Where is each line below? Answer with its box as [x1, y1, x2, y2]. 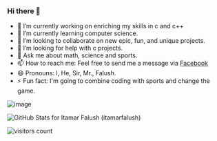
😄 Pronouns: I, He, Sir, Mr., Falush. [17, 69, 116, 77]
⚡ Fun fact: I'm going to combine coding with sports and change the [17, 77, 210, 85]
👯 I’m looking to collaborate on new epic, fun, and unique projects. [17, 37, 205, 45]
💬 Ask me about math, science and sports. [17, 51, 138, 59]
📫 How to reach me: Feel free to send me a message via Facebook [17, 59, 209, 68]
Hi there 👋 [7, 6, 41, 16]
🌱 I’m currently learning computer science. [17, 29, 138, 37]
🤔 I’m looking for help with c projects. [17, 44, 123, 53]
